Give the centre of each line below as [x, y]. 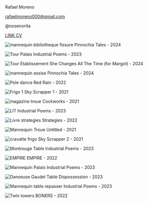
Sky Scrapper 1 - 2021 [46, 92]
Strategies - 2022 [60, 120]
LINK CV [14, 35]
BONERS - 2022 [52, 196]
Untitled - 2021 [61, 129]
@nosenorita [18, 26]
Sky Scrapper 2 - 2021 [61, 139]
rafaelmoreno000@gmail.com [35, 16]
